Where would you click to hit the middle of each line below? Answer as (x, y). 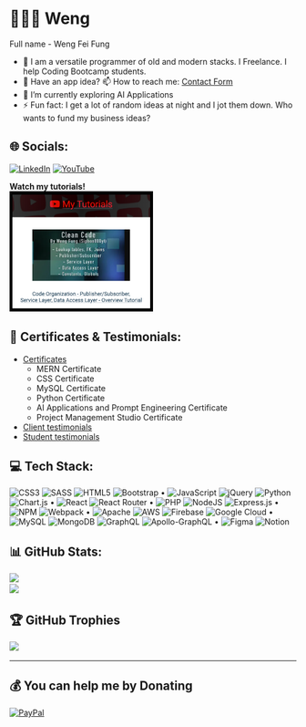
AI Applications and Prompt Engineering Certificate (132, 407)
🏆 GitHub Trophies (65, 620)
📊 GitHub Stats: (56, 551)
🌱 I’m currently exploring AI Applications (98, 94)
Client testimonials (57, 427)
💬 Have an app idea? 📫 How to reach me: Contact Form (128, 81)
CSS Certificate (65, 379)
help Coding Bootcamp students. (84, 71)
